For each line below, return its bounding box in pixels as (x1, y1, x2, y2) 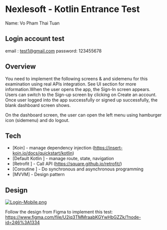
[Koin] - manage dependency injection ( (12, 145, 95, 151)
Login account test (5, 34, 65, 43)
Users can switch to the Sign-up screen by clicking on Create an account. (5, 91, 157, 97)
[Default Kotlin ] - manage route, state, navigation (12, 155, 114, 161)
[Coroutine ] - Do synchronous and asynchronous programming (12, 166, 144, 172)
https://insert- (94, 145, 123, 151)
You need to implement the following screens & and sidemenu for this (5, 75, 148, 81)
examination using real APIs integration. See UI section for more (5, 81, 137, 87)
